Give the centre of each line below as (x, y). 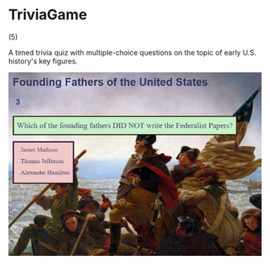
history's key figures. (43, 61)
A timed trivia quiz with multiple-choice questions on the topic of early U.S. (133, 52)
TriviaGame (48, 15)
